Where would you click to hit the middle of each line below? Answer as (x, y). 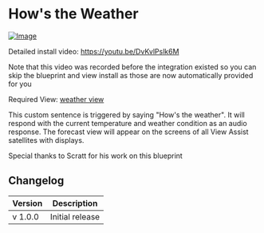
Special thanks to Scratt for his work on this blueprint (96, 156)
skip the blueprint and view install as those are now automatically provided (131, 75)
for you (20, 84)
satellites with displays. (46, 140)
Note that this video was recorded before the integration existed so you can (132, 67)
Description (75, 203)
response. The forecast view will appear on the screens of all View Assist (128, 132)
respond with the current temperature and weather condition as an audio (128, 123)
